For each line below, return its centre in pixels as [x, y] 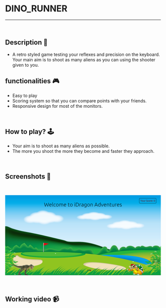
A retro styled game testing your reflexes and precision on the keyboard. [86, 54]
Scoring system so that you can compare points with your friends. [79, 101]
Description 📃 [26, 43]
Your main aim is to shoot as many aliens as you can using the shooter [84, 59]
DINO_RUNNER [36, 9]
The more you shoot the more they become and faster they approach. [83, 151]
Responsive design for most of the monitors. [57, 106]
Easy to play [25, 95]
